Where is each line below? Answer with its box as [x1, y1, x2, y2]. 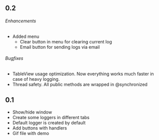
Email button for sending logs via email [19, 44, 100, 50]
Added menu [12, 33, 39, 39]
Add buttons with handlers [12, 125, 67, 131]
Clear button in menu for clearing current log [19, 38, 112, 44]
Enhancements [5, 17, 36, 24]
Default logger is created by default [12, 120, 86, 126]
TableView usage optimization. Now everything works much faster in [12, 71, 154, 77]
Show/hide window [12, 109, 52, 115]
